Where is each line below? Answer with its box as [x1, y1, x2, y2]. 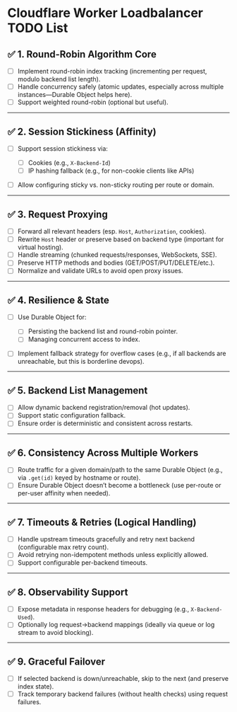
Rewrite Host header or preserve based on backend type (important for [17, 235, 224, 243]
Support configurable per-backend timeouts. [17, 558, 148, 567]
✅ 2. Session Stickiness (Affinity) [7, 125, 157, 137]
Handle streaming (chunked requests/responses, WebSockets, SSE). [17, 251, 217, 259]
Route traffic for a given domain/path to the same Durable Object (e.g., [17, 466, 224, 474]
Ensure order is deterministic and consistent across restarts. [17, 419, 193, 427]
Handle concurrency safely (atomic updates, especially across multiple [17, 83, 224, 91]
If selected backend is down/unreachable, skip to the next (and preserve [17, 674, 229, 683]
